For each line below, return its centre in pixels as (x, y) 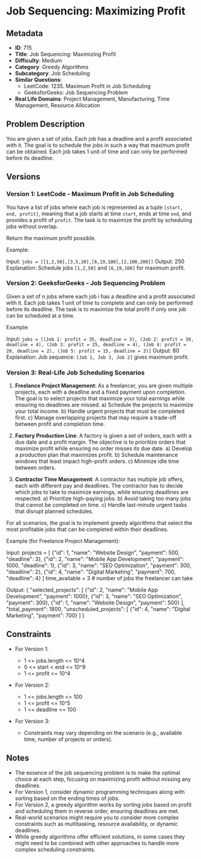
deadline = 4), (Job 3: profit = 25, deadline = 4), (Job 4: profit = (96, 344)
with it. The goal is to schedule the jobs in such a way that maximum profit (98, 145)
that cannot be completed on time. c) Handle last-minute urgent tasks (101, 505)
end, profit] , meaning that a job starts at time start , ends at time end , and (99, 213)
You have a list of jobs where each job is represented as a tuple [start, (94, 207)
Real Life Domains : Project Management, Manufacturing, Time (92, 99)
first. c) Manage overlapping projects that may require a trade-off (96, 418)
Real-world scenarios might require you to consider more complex (97, 817)
